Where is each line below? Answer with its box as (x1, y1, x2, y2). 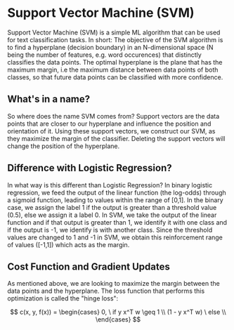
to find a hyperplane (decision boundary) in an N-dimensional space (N (7, 43, 214, 51)
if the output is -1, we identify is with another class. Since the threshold (7, 225, 213, 234)
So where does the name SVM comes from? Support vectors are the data (7, 112, 220, 120)
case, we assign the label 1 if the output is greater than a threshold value (7, 203, 217, 211)
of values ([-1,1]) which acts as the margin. (7, 240, 130, 249)
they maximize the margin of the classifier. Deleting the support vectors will (7, 134, 226, 143)
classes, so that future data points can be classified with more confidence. (7, 72, 223, 81)
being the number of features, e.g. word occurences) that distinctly (7, 51, 202, 59)
